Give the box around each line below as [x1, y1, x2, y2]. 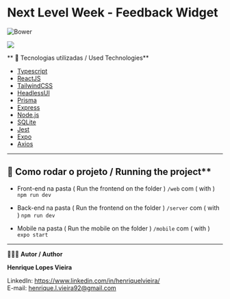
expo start [16, 231, 49, 238]
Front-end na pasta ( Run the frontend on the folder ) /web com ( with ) [16, 184, 216, 193]
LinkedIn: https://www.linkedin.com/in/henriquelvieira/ [7, 276, 160, 285]
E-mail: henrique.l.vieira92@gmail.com [7, 283, 116, 292]
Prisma [16, 96, 38, 104]
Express [16, 103, 40, 111]
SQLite [16, 118, 36, 126]
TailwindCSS [16, 81, 53, 90]
